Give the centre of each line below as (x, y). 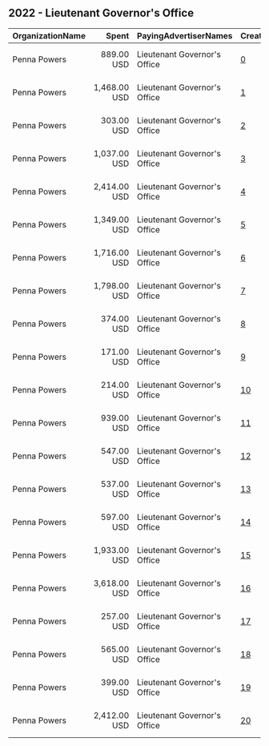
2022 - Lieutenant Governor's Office (101, 13)
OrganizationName (49, 35)
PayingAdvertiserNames (185, 35)
